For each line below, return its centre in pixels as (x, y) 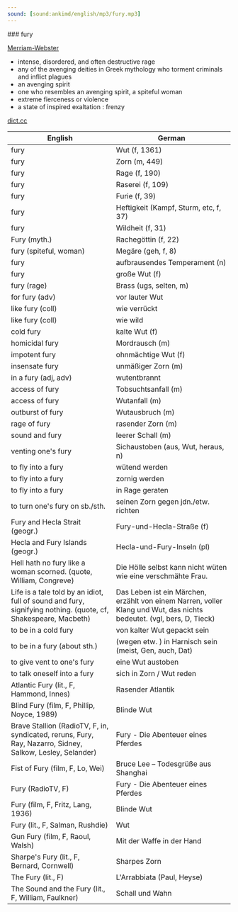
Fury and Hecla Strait (46, 522)
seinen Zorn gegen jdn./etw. (163, 502)
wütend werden (142, 467)
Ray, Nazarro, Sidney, (47, 743)
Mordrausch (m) (143, 343)
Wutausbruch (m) (145, 412)
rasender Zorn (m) (147, 424)
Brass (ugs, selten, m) (152, 286)
